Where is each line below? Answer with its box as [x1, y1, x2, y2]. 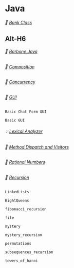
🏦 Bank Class [5, 19, 32, 25]
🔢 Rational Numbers [5, 159, 45, 165]
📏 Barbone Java [5, 48, 38, 54]
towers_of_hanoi [5, 259, 38, 264]
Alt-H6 [5, 35, 26, 43]
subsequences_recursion [5, 250, 54, 255]
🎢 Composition [5, 63, 35, 69]
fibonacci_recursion [5, 207, 47, 212]
